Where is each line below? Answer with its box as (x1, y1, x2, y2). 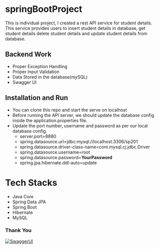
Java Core (12, 193, 34, 199)
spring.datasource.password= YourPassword (19, 154, 113, 160)
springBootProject (5, 3, 82, 15)
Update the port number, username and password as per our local (12, 123, 148, 129)
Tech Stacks (5, 177, 58, 188)
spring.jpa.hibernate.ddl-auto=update (19, 160, 97, 166)
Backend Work (5, 50, 52, 59)
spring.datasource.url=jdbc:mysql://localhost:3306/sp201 (19, 138, 138, 145)
